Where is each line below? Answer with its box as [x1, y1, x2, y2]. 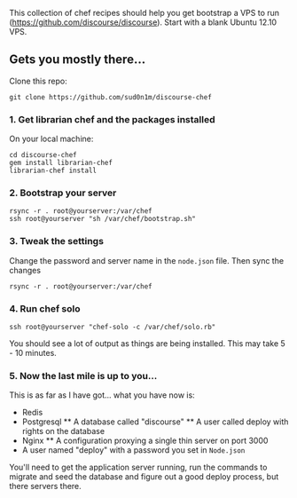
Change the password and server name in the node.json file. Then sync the [9, 255, 285, 265]
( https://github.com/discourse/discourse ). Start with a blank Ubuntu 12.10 [9, 17, 277, 28]
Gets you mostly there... [9, 52, 146, 67]
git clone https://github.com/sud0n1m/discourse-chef [9, 92, 213, 101]
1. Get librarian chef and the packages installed [9, 113, 215, 125]
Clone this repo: [9, 75, 68, 86]
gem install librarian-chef [9, 159, 113, 168]
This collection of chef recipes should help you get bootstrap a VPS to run [9, 8, 280, 18]
